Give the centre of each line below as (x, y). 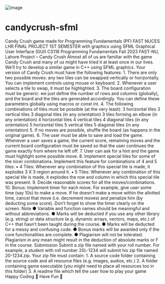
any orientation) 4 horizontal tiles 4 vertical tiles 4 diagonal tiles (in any (77, 119)
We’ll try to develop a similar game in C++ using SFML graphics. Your (75, 67)
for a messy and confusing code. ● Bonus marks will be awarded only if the (82, 229)
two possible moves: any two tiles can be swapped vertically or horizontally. (82, 78)
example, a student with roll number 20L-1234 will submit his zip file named (82, 250)
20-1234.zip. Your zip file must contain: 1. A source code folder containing (80, 255)
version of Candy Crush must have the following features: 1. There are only (81, 72)
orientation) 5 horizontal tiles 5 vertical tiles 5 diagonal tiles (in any (72, 125)
